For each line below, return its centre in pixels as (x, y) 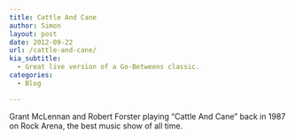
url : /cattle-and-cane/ (53, 51)
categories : (31, 75)
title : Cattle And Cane (53, 17)
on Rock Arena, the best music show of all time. (96, 126)
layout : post (33, 34)
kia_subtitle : (35, 58)
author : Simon (35, 26)
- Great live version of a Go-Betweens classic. (109, 67)
